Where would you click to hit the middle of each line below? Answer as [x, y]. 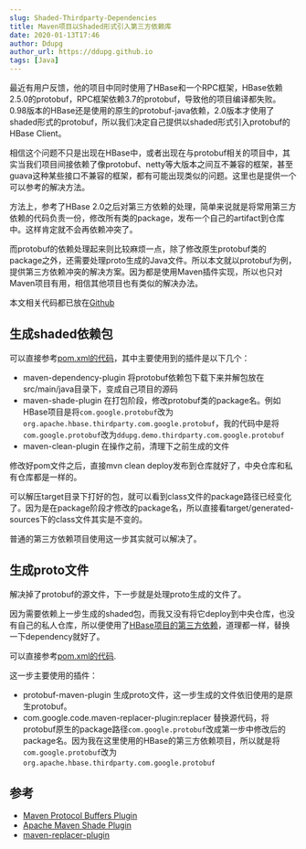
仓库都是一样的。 [49, 477]
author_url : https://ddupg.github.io [81, 52]
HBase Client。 [38, 133]
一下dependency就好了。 [57, 636]
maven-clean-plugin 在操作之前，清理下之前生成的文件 [126, 446]
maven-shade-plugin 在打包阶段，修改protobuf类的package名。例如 [152, 400]
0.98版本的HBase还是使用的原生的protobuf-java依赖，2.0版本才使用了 [142, 110]
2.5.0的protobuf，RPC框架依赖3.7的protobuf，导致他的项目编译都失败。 [145, 99]
